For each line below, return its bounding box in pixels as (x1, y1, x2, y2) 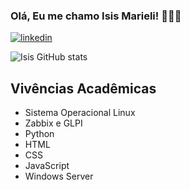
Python (24, 128, 55, 140)
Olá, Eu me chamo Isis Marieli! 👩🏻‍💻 (10, 9, 182, 23)
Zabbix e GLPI (24, 117, 83, 129)
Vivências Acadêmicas (10, 80, 157, 97)
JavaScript (24, 160, 70, 172)
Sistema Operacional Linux (24, 107, 136, 119)
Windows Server (24, 170, 94, 183)
